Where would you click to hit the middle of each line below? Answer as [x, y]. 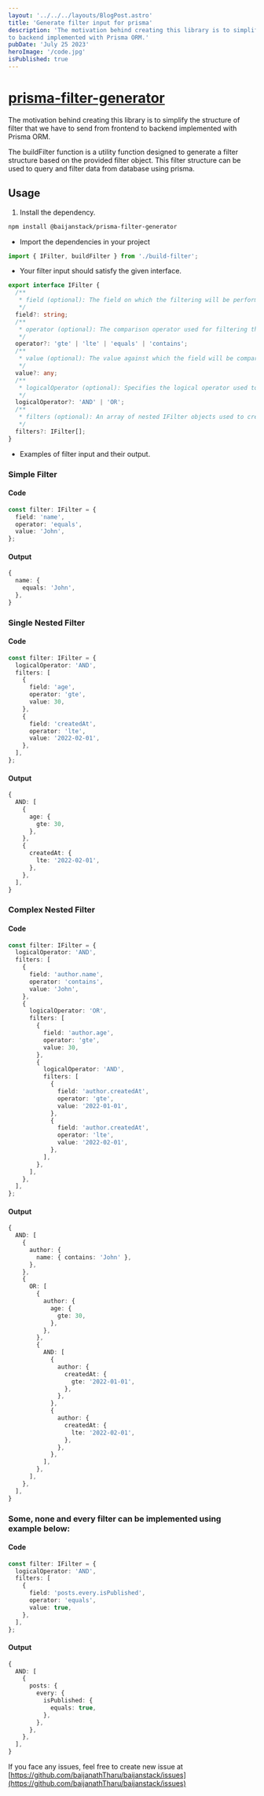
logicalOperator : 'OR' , [68, 1011]
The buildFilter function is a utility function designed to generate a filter [123, 152]
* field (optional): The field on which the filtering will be [124, 300]
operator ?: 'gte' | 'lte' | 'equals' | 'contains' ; [102, 344]
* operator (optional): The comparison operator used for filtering [133, 329]
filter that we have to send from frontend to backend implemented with [123, 128]
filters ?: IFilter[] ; [51, 432]
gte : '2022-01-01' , [103, 1381]
